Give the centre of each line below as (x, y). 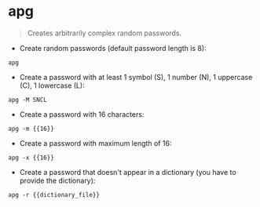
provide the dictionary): (57, 180)
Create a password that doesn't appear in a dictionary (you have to (128, 172)
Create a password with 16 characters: (82, 114)
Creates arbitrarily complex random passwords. (104, 33)
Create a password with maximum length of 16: (95, 143)
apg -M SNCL (27, 100)
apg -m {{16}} (31, 129)
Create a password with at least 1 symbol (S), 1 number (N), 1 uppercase (136, 77)
